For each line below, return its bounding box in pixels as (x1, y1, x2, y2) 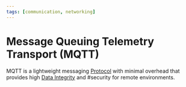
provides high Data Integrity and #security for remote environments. (6, 73, 175, 81)
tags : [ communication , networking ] (6, 8, 96, 15)
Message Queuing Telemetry (6, 34, 155, 48)
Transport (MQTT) (6, 47, 99, 61)
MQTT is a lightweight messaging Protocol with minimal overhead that (6, 67, 180, 74)
